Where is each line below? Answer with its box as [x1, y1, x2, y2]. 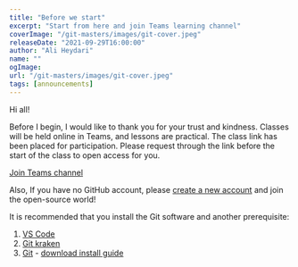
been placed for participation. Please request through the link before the [9, 140, 275, 151]
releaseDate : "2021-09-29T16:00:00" [9, 38, 145, 47]
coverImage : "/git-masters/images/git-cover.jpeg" [9, 29, 202, 38]
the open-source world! [9, 194, 96, 204]
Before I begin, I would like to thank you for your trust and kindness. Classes [9, 121, 290, 132]
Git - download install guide [21, 247, 124, 258]
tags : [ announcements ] [9, 79, 94, 88]
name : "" [9, 54, 42, 63]
